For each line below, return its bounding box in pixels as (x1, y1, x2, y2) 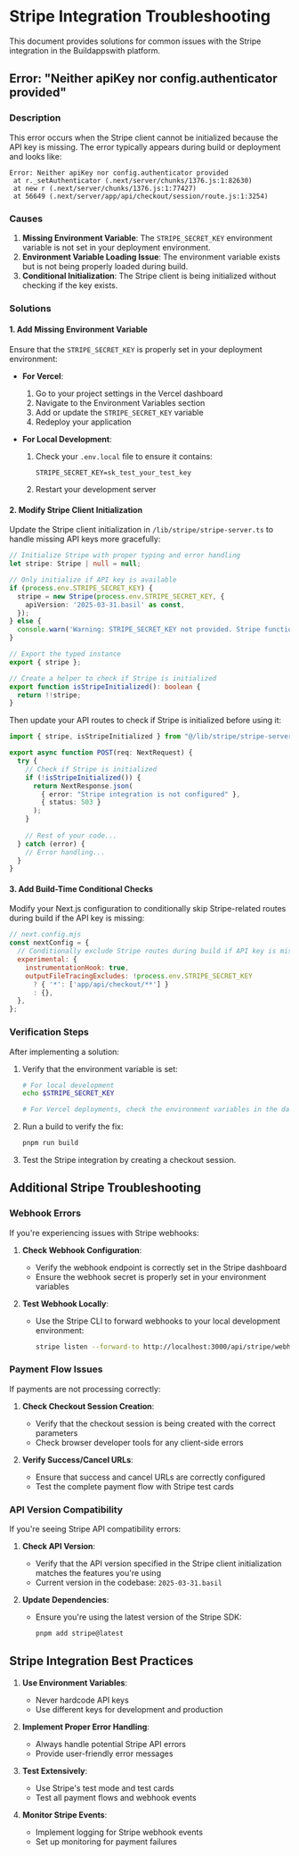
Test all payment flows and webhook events (35, 1792, 198, 1802)
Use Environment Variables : (21, 1677, 127, 1687)
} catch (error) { (17, 839, 86, 848)
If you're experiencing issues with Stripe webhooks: (9, 1227, 199, 1238)
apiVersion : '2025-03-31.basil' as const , (25, 600, 185, 609)
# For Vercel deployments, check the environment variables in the (21, 1105, 278, 1114)
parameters (35, 1427, 78, 1438)
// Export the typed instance (9, 649, 122, 658)
